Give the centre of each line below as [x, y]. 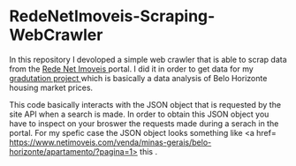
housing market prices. [51, 87]
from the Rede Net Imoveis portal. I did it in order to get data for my [131, 69]
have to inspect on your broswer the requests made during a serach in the [144, 123]
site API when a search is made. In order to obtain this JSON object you [139, 114]
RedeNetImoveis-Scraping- [112, 16]
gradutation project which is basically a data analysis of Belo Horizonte [138, 78]
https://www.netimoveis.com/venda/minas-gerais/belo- [110, 142]
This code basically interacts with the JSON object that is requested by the [145, 104]
